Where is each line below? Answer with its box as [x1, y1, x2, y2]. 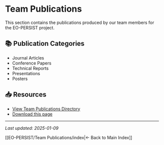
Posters [12, 76, 28, 82]
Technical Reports [12, 65, 49, 71]
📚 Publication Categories [5, 40, 84, 48]
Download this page [12, 111, 53, 117]
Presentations [12, 70, 41, 76]
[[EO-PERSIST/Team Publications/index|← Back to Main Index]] [5, 134, 133, 140]
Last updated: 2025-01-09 [5, 125, 59, 131]
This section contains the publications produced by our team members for [5, 20, 155, 25]
